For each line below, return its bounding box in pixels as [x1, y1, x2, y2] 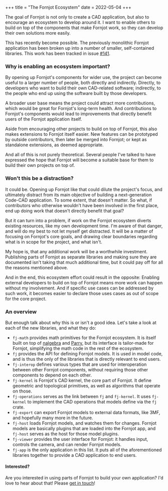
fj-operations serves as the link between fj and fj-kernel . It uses [12, 393, 151, 399]
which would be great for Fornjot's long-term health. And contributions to [5, 106, 157, 112]
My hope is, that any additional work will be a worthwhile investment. [5, 248, 148, 254]
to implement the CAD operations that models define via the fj [27, 399, 157, 405]
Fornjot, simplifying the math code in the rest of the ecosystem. [12, 345, 144, 351]
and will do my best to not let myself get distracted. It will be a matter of [5, 228, 153, 234]
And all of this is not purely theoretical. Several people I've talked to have [5, 152, 156, 158]
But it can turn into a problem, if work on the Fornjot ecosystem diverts [5, 217, 151, 223]
